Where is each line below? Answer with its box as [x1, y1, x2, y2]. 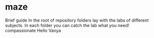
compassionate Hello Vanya [5, 27, 61, 33]
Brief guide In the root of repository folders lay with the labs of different [5, 17, 149, 23]
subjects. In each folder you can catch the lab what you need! [5, 22, 130, 28]
